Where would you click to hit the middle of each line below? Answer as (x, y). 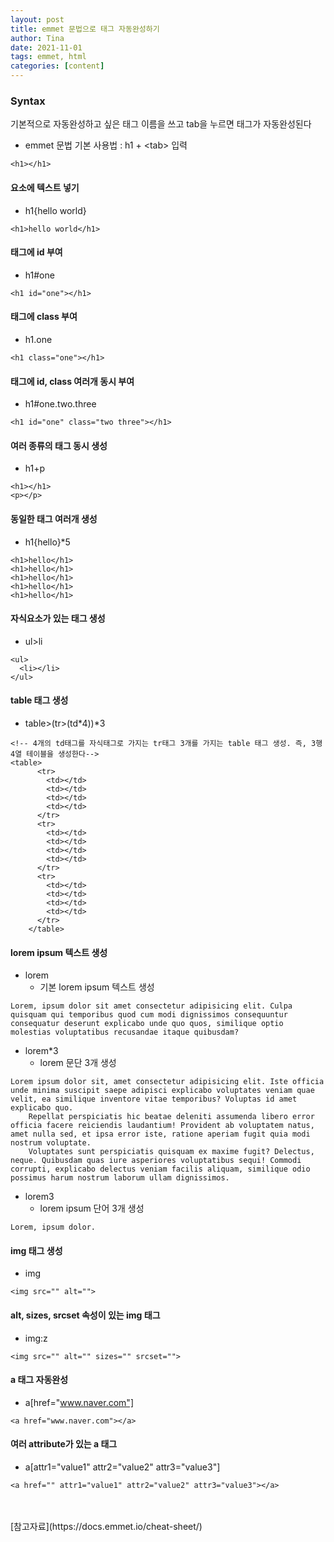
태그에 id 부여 (36, 252)
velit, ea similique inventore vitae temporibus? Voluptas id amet (154, 1099)
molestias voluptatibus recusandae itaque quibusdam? (125, 1032)
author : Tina (37, 38)
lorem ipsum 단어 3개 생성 (92, 1208)
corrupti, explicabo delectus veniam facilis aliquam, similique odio (160, 1169)
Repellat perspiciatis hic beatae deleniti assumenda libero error (171, 1117)
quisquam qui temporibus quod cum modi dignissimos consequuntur (149, 1015)
